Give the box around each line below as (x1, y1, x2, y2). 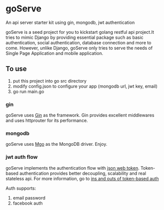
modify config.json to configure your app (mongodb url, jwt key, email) (12, 83, 158, 89)
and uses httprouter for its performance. (5, 117, 88, 123)
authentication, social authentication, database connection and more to (5, 39, 152, 45)
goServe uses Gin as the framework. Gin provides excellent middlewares (5, 112, 155, 118)
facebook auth (12, 200, 43, 206)
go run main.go (12, 88, 44, 95)
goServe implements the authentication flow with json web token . (5, 165, 140, 171)
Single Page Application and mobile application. (5, 50, 103, 56)
